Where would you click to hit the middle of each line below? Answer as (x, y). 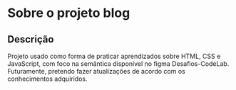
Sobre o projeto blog (69, 13)
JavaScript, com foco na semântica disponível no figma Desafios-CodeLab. (118, 64)
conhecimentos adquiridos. (47, 79)
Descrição (31, 39)
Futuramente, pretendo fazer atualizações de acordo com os (96, 71)
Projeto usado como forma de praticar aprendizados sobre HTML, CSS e (114, 56)
